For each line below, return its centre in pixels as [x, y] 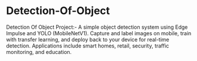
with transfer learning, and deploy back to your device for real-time [88, 39]
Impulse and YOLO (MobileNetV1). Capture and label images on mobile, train [99, 33]
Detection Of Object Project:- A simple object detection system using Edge [97, 27]
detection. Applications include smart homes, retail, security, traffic [88, 46]
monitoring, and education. [39, 52]
